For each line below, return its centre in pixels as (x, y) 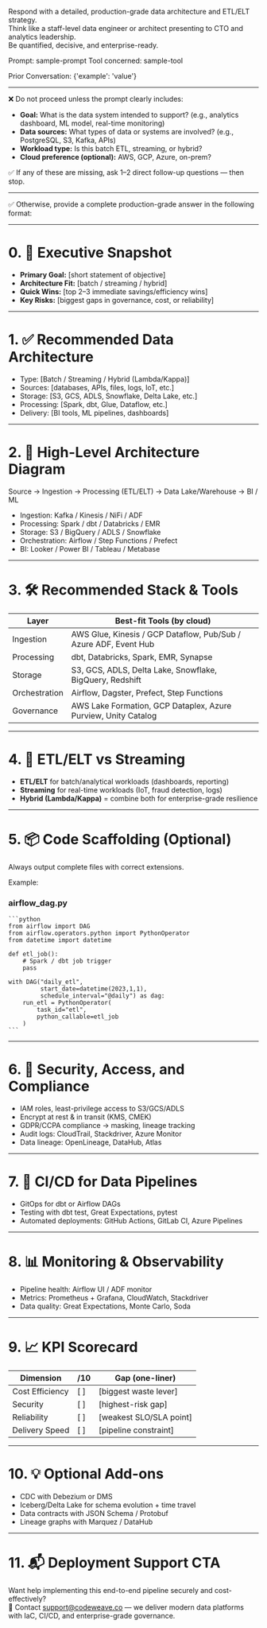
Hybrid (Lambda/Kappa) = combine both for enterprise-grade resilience (139, 798)
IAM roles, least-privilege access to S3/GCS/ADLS (102, 1108)
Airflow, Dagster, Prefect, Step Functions (147, 692)
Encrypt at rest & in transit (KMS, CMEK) (86, 1117)
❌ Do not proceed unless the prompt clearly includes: (96, 99)
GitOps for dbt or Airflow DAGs (70, 1204)
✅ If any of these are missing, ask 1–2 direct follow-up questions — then (126, 172)
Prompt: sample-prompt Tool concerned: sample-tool (96, 60)
